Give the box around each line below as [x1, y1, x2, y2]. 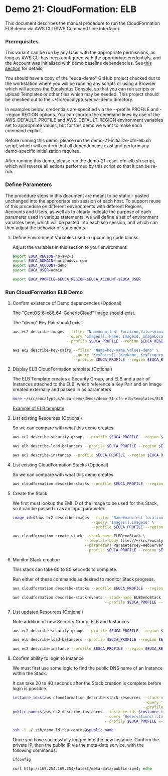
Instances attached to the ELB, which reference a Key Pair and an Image [12, 381, 162, 387]
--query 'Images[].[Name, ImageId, [66, 334, 141, 339]
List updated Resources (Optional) [12, 609, 84, 615]
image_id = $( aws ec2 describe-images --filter [12, 515, 109, 520]
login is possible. [12, 686, 48, 692]
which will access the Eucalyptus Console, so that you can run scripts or [5, 86, 155, 92]
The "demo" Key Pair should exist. [12, 320, 84, 326]
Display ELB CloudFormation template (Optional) [12, 366, 113, 372]
